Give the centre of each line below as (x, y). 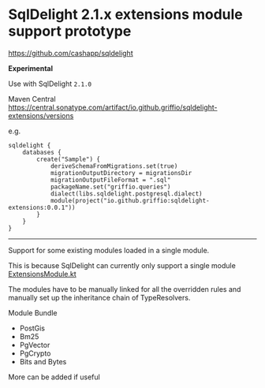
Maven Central (32, 99)
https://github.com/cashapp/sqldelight (71, 53)
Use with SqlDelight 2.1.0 (50, 84)
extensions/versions (41, 115)
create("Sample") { (69, 159)
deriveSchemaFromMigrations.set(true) (114, 166)
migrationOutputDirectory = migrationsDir (121, 173)
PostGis (32, 328)
